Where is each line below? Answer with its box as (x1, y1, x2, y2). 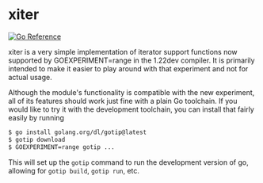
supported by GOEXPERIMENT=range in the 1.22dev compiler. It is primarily (8, 55, 255, 65)
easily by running (8, 112, 65, 122)
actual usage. (8, 72, 53, 82)
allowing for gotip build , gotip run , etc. (8, 166, 140, 175)
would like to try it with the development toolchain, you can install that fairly (8, 105, 255, 114)
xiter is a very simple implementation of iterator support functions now (8, 47, 238, 56)
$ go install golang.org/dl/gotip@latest (8, 128, 147, 136)
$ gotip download (8, 135, 66, 143)
